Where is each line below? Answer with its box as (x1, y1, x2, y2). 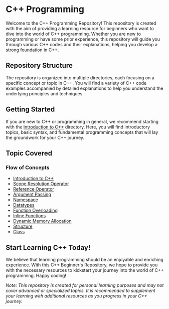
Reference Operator (13, 186, 54, 192)
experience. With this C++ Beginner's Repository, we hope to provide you (6, 262, 158, 268)
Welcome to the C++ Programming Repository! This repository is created (6, 20, 156, 26)
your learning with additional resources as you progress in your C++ (6, 293, 147, 299)
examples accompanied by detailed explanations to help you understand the (6, 85, 163, 91)
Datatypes (13, 202, 35, 208)
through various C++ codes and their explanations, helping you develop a (6, 41, 157, 47)
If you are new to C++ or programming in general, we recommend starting (6, 118, 159, 124)
